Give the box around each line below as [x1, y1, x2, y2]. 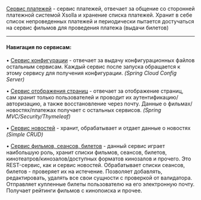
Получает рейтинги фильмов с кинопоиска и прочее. [6, 187, 142, 194]
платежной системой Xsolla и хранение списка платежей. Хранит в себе [6, 11, 193, 19]
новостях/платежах [6, 107, 57, 114]
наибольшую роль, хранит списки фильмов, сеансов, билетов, [6, 149, 167, 156]
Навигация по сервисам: [6, 43, 72, 50]
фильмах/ [167, 100, 193, 107]
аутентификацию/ [133, 94, 178, 101]
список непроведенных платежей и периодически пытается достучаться [6, 18, 194, 25]
